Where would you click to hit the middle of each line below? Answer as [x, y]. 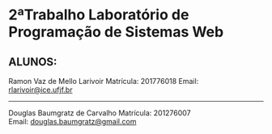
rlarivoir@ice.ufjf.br [40, 90]
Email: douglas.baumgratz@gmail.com [72, 121]
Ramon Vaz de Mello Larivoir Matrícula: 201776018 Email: [104, 81]
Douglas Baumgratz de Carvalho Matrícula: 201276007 [100, 113]
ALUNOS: [33, 62]
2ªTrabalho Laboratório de [99, 15]
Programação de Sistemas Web [116, 32]
